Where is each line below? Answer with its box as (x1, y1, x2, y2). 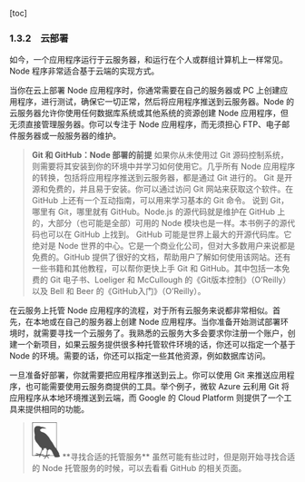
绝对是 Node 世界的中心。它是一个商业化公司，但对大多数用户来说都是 (31, 241, 296, 251)
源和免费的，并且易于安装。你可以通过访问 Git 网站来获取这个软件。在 (31, 183, 294, 194)
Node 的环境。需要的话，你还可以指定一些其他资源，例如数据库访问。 (9, 350, 271, 361)
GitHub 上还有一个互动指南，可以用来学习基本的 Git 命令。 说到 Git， (31, 195, 289, 206)
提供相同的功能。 (25, 404, 89, 415)
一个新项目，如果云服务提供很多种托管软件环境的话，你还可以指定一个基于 (16, 339, 296, 350)
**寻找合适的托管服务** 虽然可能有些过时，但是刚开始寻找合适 (62, 451, 296, 462)
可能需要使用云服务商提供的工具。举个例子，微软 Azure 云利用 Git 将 (33, 381, 290, 392)
